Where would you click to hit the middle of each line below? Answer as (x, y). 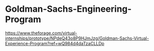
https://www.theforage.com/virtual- (41, 33)
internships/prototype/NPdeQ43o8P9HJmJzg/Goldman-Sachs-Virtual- (77, 38)
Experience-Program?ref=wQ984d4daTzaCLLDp (55, 43)
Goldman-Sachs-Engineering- (68, 9)
